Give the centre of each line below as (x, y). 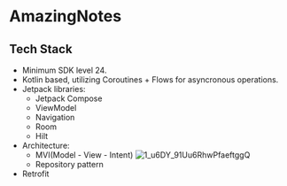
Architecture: (46, 145)
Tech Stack (41, 49)
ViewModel (56, 108)
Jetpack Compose (69, 98)
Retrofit (35, 174)
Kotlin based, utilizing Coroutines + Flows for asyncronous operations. (150, 80)
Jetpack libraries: (54, 89)
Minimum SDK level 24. (64, 70)
